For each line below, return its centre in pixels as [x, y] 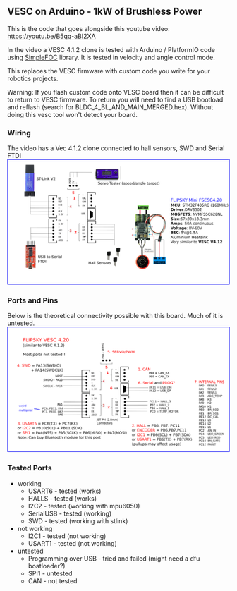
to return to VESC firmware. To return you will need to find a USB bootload [115, 99]
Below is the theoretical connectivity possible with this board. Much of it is [115, 316]
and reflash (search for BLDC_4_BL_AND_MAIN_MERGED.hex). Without [110, 107]
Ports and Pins [33, 300]
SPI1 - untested [50, 573]
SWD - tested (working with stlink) [78, 520]
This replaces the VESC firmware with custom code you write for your [109, 71]
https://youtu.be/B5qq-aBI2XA [52, 36]
